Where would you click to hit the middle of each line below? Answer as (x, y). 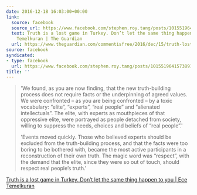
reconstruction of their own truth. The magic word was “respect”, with (105, 156)
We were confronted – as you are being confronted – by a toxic (96, 101)
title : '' (18, 72)
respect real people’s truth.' (53, 169)
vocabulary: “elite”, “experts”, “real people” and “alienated (90, 107)
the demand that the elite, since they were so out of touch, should (100, 162)
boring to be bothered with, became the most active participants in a (103, 150)
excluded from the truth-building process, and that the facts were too (104, 143)
